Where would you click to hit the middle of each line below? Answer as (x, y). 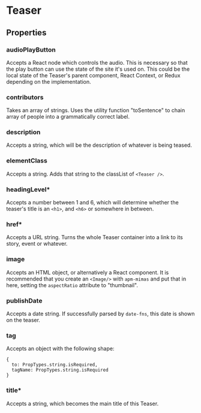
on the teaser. (23, 320)
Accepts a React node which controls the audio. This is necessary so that (97, 62)
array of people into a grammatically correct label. (68, 117)
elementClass (27, 161)
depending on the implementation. (49, 82)
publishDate (24, 300)
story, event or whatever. (37, 244)
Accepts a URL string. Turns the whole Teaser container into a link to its (94, 237)
